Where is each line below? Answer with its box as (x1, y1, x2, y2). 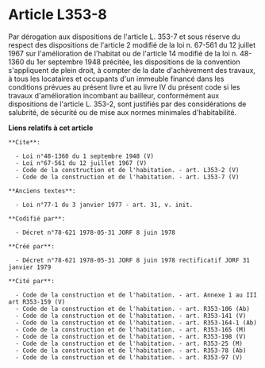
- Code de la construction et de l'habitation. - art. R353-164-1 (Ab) (15, 319, 258, 327)
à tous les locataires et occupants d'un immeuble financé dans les (8, 74, 225, 83)
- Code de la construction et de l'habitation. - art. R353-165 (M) (15, 325, 247, 334)
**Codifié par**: (8, 214, 66, 223)
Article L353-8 (8, 6, 107, 24)
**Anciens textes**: (8, 186, 77, 195)
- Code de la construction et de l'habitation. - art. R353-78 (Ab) (15, 347, 247, 355)
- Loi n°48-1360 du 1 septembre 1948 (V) (15, 152, 155, 160)
